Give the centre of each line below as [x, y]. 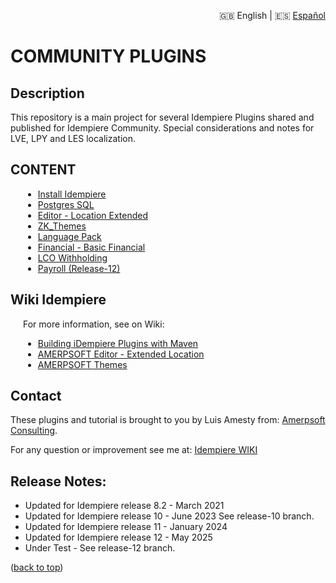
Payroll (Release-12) [79, 268]
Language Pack [69, 236]
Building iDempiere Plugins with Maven [118, 343]
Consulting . [34, 431]
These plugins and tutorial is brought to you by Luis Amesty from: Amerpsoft [168, 420]
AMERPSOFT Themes [82, 364]
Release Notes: [58, 481]
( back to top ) [37, 567]
